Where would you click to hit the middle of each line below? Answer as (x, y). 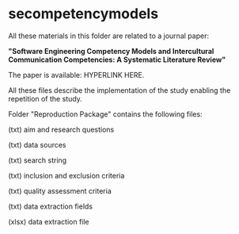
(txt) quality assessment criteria (60, 190)
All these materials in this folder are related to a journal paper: (109, 36)
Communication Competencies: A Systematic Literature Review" (117, 59)
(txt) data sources (37, 144)
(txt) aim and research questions (61, 129)
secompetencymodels (83, 14)
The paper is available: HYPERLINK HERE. (76, 75)
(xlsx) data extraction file (49, 221)
